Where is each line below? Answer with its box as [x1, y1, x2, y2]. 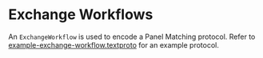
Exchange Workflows [8, 6, 153, 24]
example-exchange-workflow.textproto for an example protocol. [8, 40, 220, 49]
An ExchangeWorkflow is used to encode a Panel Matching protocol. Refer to [8, 32, 256, 41]
